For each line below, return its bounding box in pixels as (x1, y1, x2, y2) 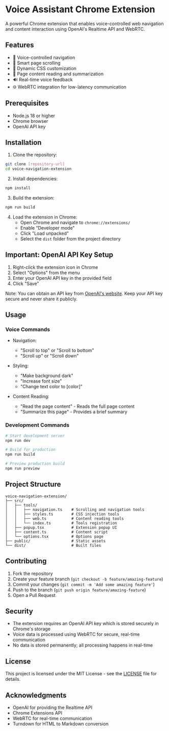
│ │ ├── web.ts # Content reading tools (5, 516, 124, 521)
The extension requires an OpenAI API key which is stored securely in (12, 621, 159, 627)
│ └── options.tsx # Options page (5, 534, 103, 539)
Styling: (12, 363, 29, 369)
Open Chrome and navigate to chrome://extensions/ (20, 219, 131, 226)
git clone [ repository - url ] (5, 162, 65, 167)
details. (5, 676, 21, 682)
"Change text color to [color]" (20, 384, 83, 390)
